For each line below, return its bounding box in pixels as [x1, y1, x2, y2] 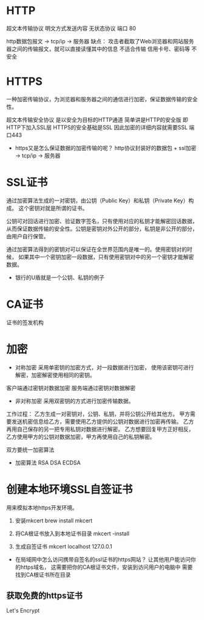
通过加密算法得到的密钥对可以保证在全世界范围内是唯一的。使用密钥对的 [6, 245, 187, 253]
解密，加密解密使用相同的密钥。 [15, 371, 95, 379]
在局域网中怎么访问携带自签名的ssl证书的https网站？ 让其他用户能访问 [15, 555, 191, 563]
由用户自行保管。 [6, 232, 49, 240]
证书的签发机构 [6, 318, 44, 326]
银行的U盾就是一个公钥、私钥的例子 [15, 274, 105, 281]
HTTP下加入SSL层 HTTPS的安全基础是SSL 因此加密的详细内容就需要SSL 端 [6, 123, 195, 131]
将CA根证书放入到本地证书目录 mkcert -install [15, 530, 129, 537]
